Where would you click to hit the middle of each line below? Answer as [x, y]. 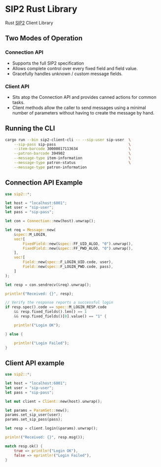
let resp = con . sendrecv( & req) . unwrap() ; [48, 285]
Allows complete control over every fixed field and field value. [75, 68]
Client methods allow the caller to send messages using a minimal [79, 108]
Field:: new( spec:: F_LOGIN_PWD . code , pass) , [68, 267]
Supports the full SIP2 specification [48, 63]
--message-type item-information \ [73, 158]
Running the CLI [30, 129]
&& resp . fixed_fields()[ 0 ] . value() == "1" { [60, 316]
